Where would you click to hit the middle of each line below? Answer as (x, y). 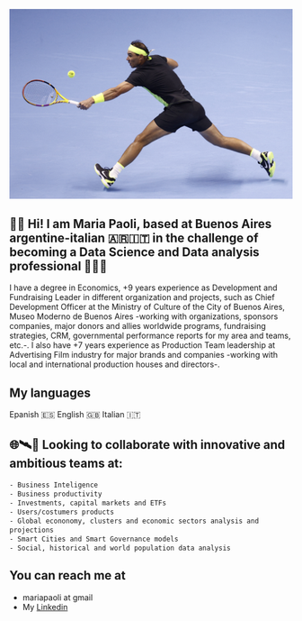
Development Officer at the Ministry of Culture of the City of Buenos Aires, (147, 307)
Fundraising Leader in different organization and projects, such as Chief (142, 297)
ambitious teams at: (66, 463)
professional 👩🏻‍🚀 (58, 266)
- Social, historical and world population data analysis (120, 548)
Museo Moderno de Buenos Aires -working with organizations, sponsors (144, 316)
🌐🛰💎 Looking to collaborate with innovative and (147, 445)
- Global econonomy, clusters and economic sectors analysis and (134, 521)
